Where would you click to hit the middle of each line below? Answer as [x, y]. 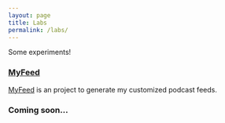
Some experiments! [40, 52]
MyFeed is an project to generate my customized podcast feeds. [113, 89]
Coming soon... [38, 110]
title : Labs [28, 23]
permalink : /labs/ [38, 30]
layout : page [30, 15]
